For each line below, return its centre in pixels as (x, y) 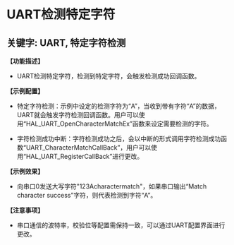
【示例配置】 (25, 91)
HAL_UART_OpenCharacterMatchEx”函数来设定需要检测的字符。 (119, 124)
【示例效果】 (25, 171)
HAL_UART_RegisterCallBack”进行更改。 (85, 156)
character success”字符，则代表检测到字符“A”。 (87, 195)
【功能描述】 (25, 61)
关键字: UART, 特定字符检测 (66, 43)
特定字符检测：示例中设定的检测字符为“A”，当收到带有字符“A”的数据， (118, 106)
